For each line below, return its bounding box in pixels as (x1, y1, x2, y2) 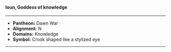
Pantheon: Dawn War (12, 20, 59, 27)
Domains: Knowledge (12, 31, 59, 37)
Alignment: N (12, 25, 42, 32)
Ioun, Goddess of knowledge (5, 4, 68, 10)
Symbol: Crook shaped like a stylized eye (12, 36, 100, 43)
